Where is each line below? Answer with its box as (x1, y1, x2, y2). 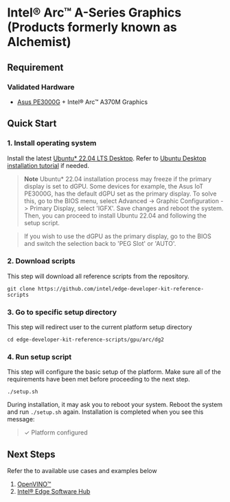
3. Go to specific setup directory (7, 307, 117, 317)
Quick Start (7, 118, 57, 129)
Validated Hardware (7, 82, 75, 92)
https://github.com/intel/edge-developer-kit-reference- (37, 285, 205, 292)
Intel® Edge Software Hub (16, 488, 91, 496)
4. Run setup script (7, 353, 72, 362)
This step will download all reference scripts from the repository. (7, 272, 189, 280)
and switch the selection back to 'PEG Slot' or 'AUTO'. (23, 239, 176, 247)
